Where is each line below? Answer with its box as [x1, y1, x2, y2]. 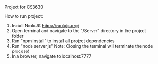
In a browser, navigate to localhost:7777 [11, 53, 92, 59]
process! [11, 48, 30, 54]
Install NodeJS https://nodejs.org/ [11, 23, 79, 28]
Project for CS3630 [4, 4, 43, 10]
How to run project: [4, 13, 43, 19]
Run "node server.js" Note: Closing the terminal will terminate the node [11, 43, 153, 49]
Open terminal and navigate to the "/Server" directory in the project [11, 28, 146, 33]
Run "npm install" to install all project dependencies [11, 38, 115, 44]
